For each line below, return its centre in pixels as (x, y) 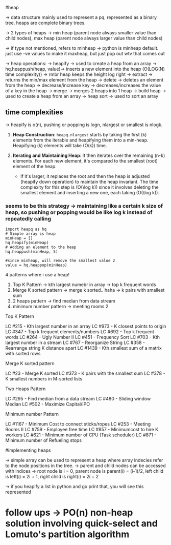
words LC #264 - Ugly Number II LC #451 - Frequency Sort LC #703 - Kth (82, 337)
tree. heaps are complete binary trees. (45, 23)
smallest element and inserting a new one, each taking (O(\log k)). (90, 192)
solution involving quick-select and (82, 524)
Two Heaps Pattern (26, 389)
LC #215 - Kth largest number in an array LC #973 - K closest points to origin (86, 326)
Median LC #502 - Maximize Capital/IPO (48, 404)
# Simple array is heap (31, 234)
